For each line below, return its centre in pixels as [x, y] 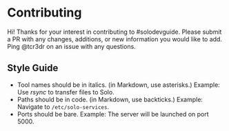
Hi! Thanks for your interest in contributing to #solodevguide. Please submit [114, 32]
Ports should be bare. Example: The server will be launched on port [113, 114]
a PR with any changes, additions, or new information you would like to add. [115, 39]
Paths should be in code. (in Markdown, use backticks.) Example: [110, 99]
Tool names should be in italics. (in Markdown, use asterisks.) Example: [119, 85]
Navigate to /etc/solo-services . [63, 107]
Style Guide [33, 68]
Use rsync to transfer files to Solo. [66, 92]
